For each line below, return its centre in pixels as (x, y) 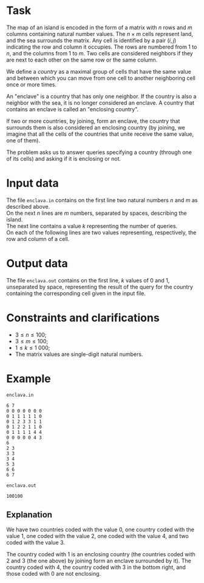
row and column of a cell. (38, 239)
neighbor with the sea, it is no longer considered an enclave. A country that (100, 103)
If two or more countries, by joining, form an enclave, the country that (93, 121)
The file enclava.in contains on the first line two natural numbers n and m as (102, 200)
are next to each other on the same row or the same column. (82, 60)
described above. (28, 206)
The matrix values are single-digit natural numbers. (79, 354)
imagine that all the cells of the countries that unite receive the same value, (100, 134)
